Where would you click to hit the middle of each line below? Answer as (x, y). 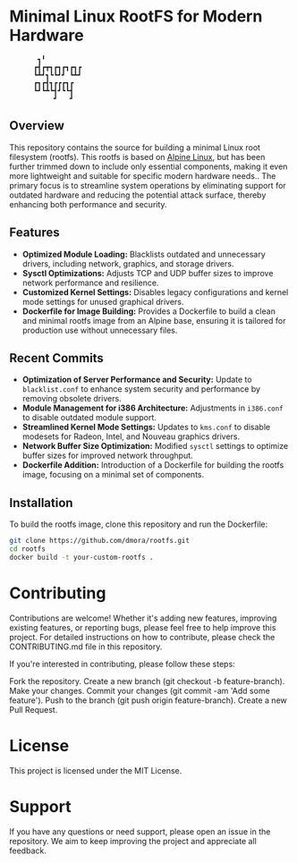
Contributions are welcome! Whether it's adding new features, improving (143, 618)
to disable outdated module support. (89, 418)
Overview (37, 126)
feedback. (28, 850)
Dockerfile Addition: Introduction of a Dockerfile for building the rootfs (153, 465)
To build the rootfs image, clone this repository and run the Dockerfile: (139, 524)
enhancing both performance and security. (88, 204)
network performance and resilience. (90, 283)
